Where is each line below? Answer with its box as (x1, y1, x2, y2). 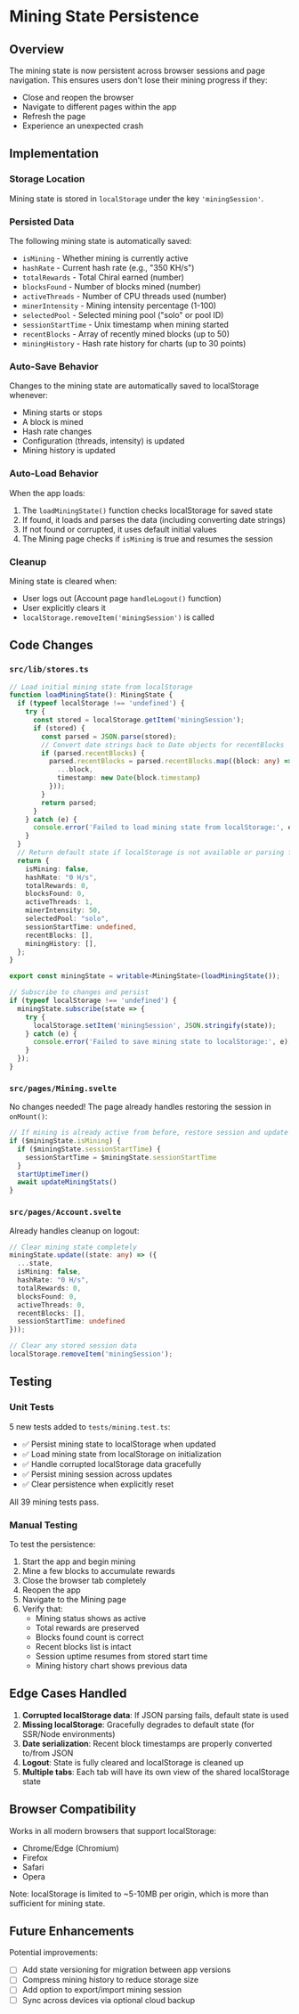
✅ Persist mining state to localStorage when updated (21, 1439, 216, 1449)
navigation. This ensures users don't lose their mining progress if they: (9, 75, 268, 86)
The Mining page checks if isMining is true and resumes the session (21, 533, 273, 544)
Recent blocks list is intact (35, 1641, 132, 1651)
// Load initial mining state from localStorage (9, 682, 193, 691)
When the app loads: (9, 487, 86, 498)
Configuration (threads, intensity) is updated (21, 436, 185, 446)
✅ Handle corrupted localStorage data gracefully (21, 1458, 202, 1469)
